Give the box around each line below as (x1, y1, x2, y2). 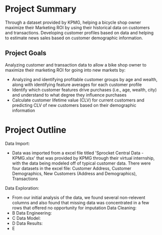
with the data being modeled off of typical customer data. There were (12, 160, 151, 166)
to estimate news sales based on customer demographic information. (5, 35, 143, 41)
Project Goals (5, 49, 47, 57)
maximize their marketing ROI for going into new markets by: (5, 67, 126, 73)
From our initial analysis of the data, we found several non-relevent (12, 194, 146, 200)
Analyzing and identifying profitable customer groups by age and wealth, (12, 76, 158, 82)
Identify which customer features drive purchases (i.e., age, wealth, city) (12, 86, 157, 93)
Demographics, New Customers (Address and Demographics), (12, 170, 137, 176)
